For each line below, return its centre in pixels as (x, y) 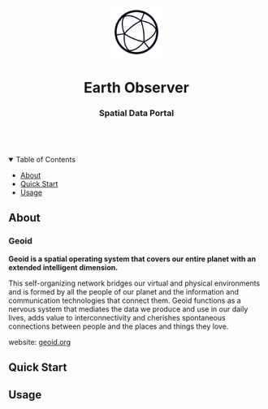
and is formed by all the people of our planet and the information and (124, 291)
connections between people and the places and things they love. (119, 326)
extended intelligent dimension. (63, 267)
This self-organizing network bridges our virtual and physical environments (134, 283)
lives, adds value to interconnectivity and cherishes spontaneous (117, 317)
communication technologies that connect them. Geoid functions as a (125, 300)
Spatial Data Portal (136, 113)
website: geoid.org (40, 342)
